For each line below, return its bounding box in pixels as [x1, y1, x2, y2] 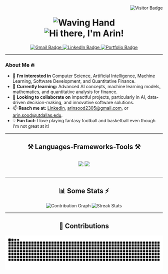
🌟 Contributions [59, 222, 109, 230]
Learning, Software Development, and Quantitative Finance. [12, 78, 136, 84]
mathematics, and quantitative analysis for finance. [12, 89, 118, 95]
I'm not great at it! [12, 123, 49, 129]
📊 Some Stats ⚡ [58, 187, 109, 195]
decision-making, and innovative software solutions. [26, 100, 134, 106]
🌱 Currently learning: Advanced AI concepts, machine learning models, [12, 84, 161, 90]
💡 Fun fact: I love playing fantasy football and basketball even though [12, 118, 156, 124]
